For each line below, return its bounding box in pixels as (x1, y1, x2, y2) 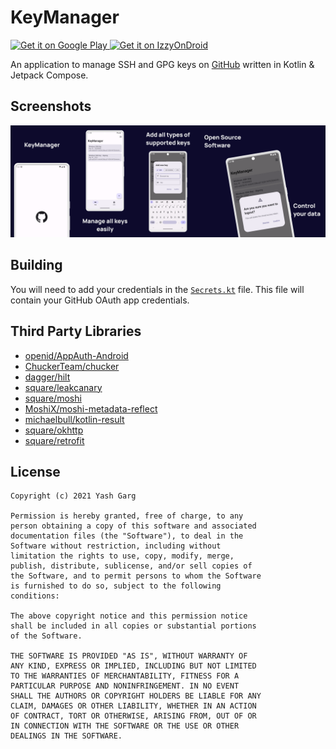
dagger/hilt (24, 371, 71, 383)
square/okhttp (24, 424, 84, 436)
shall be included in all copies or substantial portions (10, 621, 257, 631)
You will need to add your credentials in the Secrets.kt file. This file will (10, 283, 305, 295)
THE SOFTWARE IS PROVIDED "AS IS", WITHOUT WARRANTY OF (10, 651, 248, 661)
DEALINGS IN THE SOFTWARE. (10, 731, 123, 741)
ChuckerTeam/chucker (24, 360, 120, 372)
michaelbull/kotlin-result (24, 413, 125, 425)
